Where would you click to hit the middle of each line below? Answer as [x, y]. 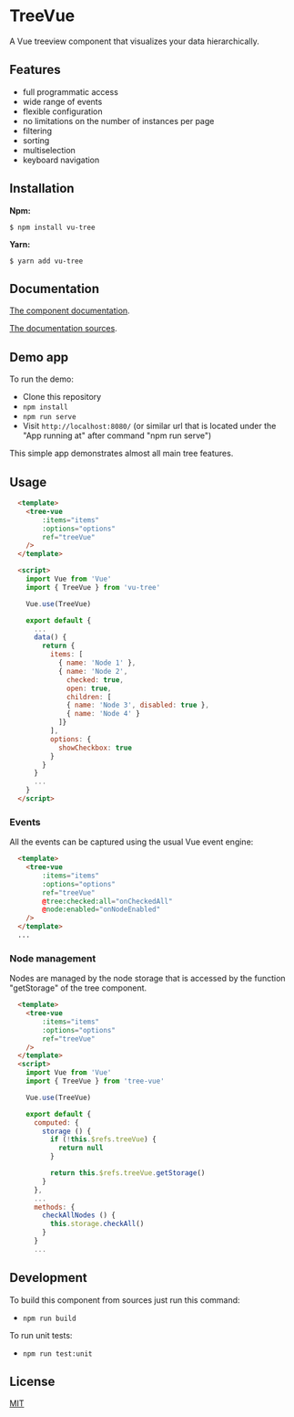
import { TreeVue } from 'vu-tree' [93, 587]
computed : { [56, 1123]
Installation [42, 189]
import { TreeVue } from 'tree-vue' [96, 1081]
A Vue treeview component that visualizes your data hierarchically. [134, 41]
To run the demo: [42, 379]
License [32, 1382]
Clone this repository [62, 397]
